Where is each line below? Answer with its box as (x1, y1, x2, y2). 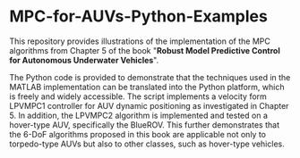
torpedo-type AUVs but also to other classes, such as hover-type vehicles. (9, 138, 285, 149)
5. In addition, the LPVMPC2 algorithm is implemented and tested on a (9, 110, 269, 121)
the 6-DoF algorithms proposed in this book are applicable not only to (9, 129, 267, 139)
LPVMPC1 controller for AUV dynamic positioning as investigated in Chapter (9, 100, 289, 111)
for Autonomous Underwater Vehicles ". (9, 54, 159, 65)
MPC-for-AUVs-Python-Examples (9, 6, 269, 27)
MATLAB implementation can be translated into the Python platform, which (9, 81, 285, 92)
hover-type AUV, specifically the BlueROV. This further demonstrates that (9, 119, 280, 130)
